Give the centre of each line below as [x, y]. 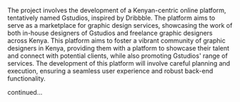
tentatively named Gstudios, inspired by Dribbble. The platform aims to [111, 18]
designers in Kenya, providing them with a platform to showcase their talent [119, 48]
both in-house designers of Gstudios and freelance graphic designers [110, 33]
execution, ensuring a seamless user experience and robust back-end [110, 71]
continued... [25, 92]
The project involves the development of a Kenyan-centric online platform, [117, 10]
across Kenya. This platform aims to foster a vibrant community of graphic [117, 41]
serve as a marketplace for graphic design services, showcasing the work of [120, 25]
